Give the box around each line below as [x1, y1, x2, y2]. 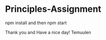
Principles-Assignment [5, 3, 102, 15]
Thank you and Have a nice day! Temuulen [5, 29, 92, 35]
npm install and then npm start [5, 20, 67, 26]
